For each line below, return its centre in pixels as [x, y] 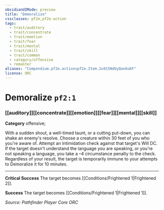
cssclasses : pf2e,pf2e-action [36, 19]
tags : [10, 23]
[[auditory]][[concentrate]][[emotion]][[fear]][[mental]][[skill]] [81, 113]
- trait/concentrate [30, 32]
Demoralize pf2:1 [41, 98]
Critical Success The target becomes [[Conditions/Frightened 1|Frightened [81, 178]
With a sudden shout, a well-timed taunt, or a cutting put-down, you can [78, 133]
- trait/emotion [26, 37]
